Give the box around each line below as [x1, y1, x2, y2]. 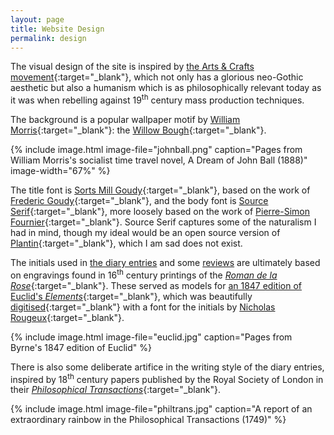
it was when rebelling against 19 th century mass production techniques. [10, 92, 305, 106]
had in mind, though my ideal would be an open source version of [10, 227, 281, 239]
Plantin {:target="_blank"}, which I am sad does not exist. [10, 237, 243, 250]
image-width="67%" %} [10, 165, 111, 177]
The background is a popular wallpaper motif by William [10, 114, 241, 126]
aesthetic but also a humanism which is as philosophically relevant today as [10, 82, 322, 94]
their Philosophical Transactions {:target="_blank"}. [10, 384, 222, 396]
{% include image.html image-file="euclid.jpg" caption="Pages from [10, 331, 293, 343]
